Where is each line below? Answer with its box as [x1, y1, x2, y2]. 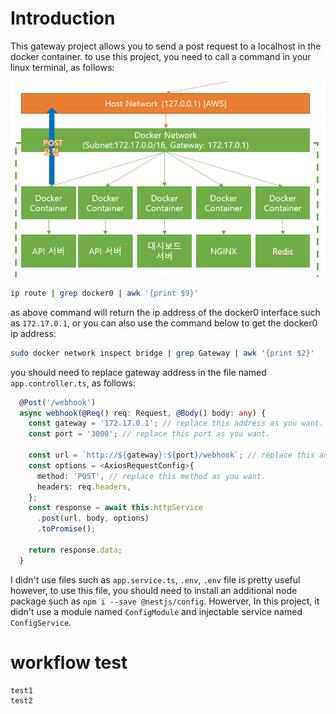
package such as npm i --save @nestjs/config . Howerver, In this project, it [10, 595, 320, 607]
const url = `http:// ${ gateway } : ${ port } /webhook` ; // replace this [28, 450, 315, 460]
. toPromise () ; [36, 524, 97, 534]
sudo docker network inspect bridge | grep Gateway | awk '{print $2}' [10, 348, 315, 358]
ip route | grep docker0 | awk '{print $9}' [10, 288, 199, 298]
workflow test [10, 651, 128, 674]
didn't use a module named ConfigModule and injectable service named [10, 605, 303, 617]
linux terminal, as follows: [10, 61, 115, 73]
